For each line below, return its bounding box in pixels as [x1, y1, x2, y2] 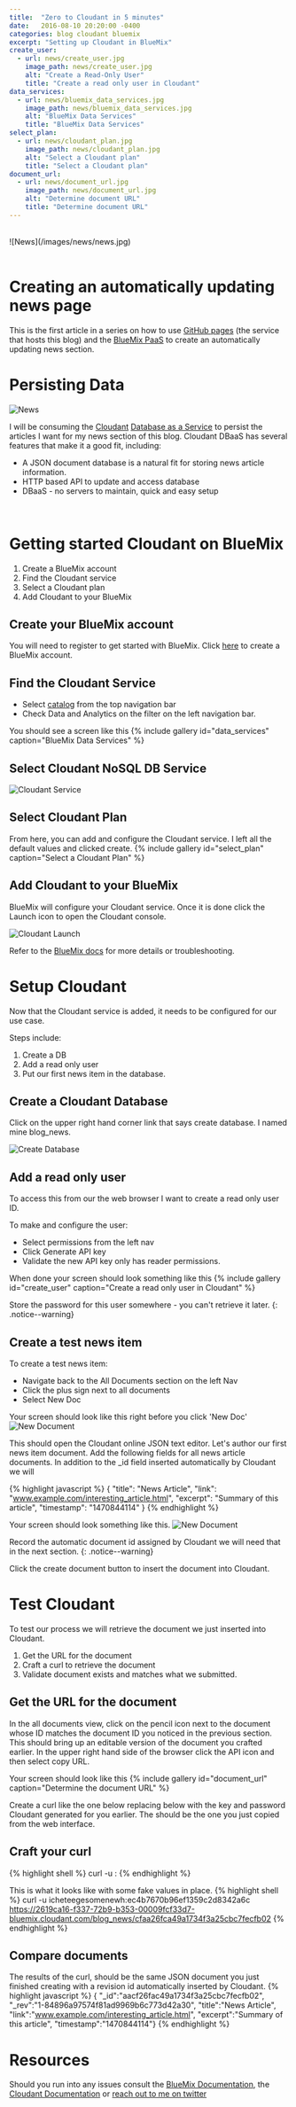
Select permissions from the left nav [21, 1237, 155, 1248]
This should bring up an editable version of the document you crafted [9, 1736, 263, 1747]
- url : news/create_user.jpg [17, 54, 125, 63]
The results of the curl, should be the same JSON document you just [9, 1971, 260, 1982]
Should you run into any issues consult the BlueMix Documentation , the [9, 2080, 270, 2090]
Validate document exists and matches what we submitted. [21, 1668, 238, 1680]
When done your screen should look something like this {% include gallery [9, 1273, 281, 1284]
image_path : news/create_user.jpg [25, 63, 152, 72]
